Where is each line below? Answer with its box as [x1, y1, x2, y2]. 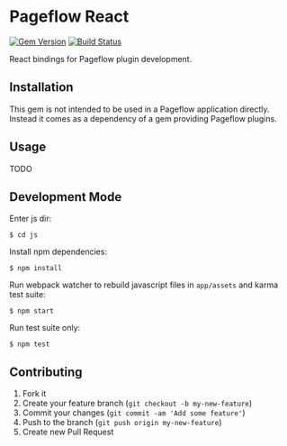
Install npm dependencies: [9, 246, 108, 258]
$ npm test [9, 340, 50, 349]
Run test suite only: [9, 323, 81, 333]
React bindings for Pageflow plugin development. [9, 53, 193, 64]
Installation [9, 79, 74, 96]
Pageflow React [9, 6, 130, 27]
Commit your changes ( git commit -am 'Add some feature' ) [22, 407, 246, 418]
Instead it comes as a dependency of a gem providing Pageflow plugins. [9, 113, 277, 123]
